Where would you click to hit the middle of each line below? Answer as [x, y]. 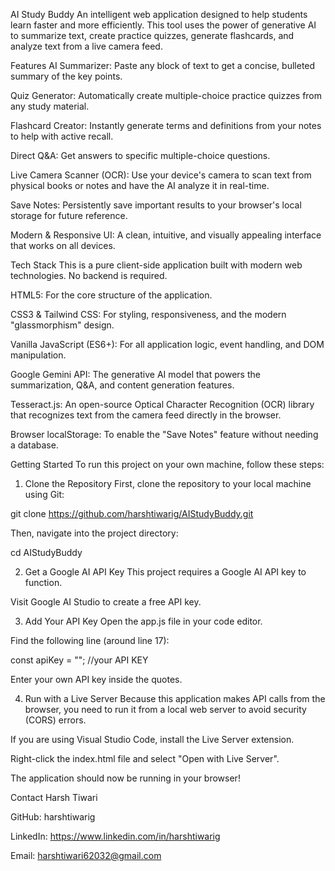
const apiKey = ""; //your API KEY [79, 660]
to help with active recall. [62, 136]
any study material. [50, 106]
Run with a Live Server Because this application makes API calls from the [175, 698]
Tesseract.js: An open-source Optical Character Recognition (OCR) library [162, 404]
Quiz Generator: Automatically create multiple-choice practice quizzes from [166, 95]
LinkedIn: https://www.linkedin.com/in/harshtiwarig [115, 836]
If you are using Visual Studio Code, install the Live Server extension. [152, 739]
